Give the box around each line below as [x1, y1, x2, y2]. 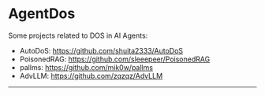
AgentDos [8, 5, 76, 23]
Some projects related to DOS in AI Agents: [8, 31, 148, 40]
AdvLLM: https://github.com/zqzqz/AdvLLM [19, 71, 163, 80]
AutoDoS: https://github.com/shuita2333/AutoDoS [19, 46, 184, 55]
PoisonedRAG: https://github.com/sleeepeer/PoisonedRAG [19, 54, 211, 64]
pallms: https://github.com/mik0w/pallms [19, 62, 154, 72]
